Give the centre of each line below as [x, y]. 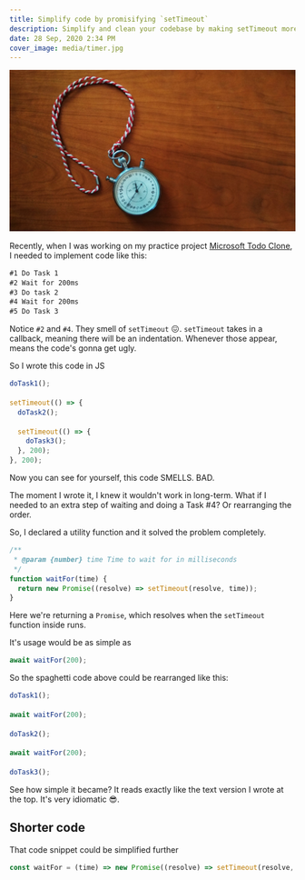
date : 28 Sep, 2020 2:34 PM [63, 38]
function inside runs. [48, 625]
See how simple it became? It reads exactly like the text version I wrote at [147, 790]
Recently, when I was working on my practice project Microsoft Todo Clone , [151, 245]
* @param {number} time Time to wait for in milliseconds [125, 559]
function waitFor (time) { [58, 579]
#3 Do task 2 [34, 292]
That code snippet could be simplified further [94, 849]
